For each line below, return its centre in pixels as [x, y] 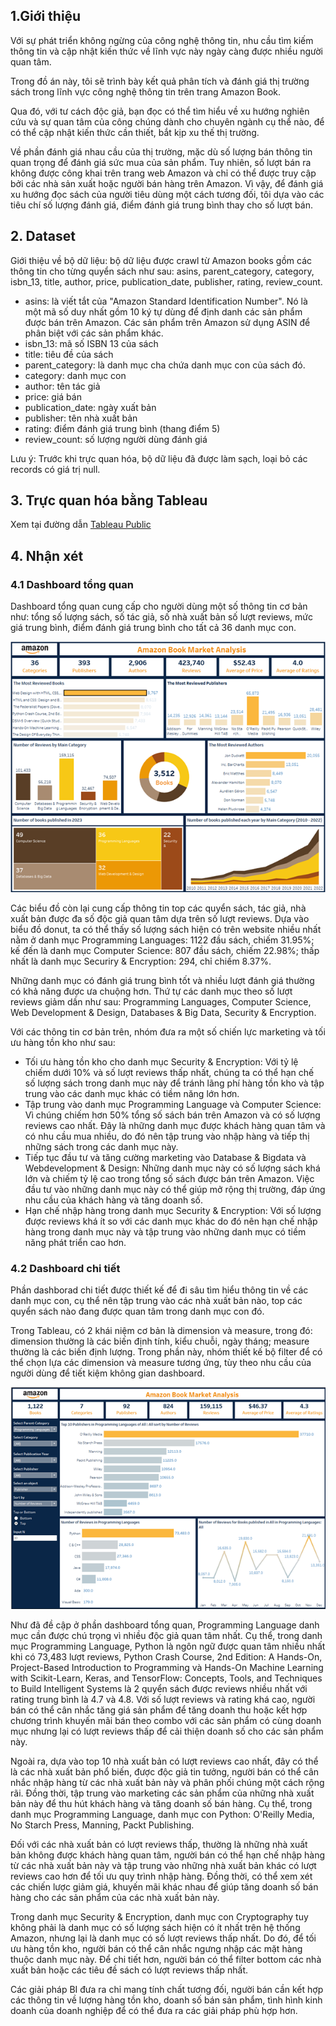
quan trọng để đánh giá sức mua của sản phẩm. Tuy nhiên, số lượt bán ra [161, 162]
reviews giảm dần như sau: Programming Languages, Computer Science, [161, 1001]
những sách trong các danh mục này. [101, 1146]
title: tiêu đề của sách [69, 354]
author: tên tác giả [62, 386]
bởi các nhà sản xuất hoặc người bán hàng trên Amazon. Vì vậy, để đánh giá [167, 183]
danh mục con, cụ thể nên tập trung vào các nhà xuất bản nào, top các [156, 1301]
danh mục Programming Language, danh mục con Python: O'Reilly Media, [162, 1814]
